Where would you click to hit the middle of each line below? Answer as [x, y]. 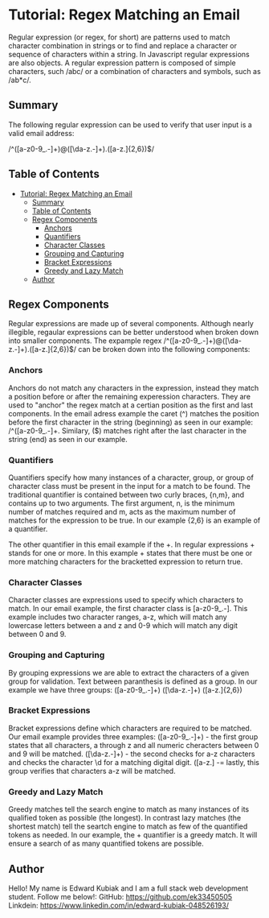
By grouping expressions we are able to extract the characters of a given [129, 672]
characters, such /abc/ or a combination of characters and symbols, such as [134, 71]
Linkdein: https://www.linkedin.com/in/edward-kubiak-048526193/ [118, 905]
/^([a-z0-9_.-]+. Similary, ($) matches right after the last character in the [128, 430]
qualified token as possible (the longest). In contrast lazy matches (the [125, 818]
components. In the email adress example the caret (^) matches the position [134, 413]
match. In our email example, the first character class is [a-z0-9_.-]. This [128, 609]
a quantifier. [28, 528]
